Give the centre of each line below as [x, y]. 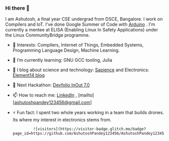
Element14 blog [29, 75]
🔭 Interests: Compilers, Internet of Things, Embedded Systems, [78, 45]
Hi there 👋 [18, 8]
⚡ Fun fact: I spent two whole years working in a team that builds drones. [88, 113]
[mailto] [86, 95]
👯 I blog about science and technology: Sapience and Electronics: [81, 70]
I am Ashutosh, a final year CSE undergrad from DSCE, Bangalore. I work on [84, 19]
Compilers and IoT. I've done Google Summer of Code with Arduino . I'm [80, 24]
